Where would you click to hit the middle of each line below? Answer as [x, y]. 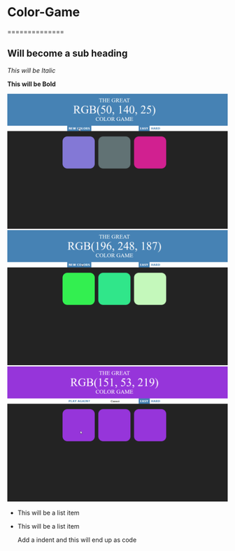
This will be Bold [31, 84]
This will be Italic [31, 70]
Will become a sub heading [67, 53]
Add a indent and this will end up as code [77, 540]
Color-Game [44, 12]
